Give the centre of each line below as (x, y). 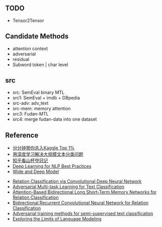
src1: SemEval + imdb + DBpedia (46, 98)
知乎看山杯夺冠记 (30, 160)
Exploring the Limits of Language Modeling (57, 219)
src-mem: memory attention (42, 108)
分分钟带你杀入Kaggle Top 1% (44, 148)
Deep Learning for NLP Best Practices (52, 166)
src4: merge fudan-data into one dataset (55, 119)
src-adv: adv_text (30, 103)
